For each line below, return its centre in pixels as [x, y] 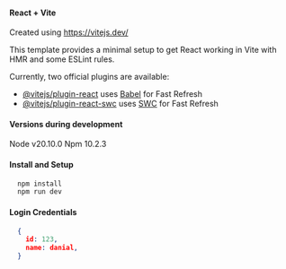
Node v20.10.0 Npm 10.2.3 [58, 144]
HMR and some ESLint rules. [62, 59]
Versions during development [66, 124]
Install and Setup [41, 165]
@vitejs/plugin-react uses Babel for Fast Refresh [112, 94]
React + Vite [33, 13]
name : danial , [52, 248]
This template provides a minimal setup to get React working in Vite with [143, 50]
